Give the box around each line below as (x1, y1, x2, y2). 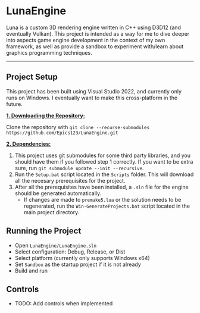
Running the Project (6, 226, 82, 236)
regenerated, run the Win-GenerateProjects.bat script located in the (23, 202, 190, 209)
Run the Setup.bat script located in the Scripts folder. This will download (14, 171, 194, 178)
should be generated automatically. (14, 189, 102, 197)
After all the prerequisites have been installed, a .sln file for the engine (14, 183, 189, 190)
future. (6, 100, 23, 108)
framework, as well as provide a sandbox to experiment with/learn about (6, 43, 184, 50)
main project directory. (23, 208, 80, 215)
